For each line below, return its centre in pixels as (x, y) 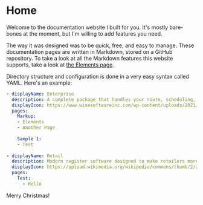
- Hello (32, 184)
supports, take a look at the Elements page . (60, 65)
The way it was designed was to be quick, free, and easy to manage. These (100, 45)
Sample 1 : (30, 139)
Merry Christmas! (28, 195)
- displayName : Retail (35, 156)
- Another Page (36, 128)
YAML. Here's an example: (39, 83)
